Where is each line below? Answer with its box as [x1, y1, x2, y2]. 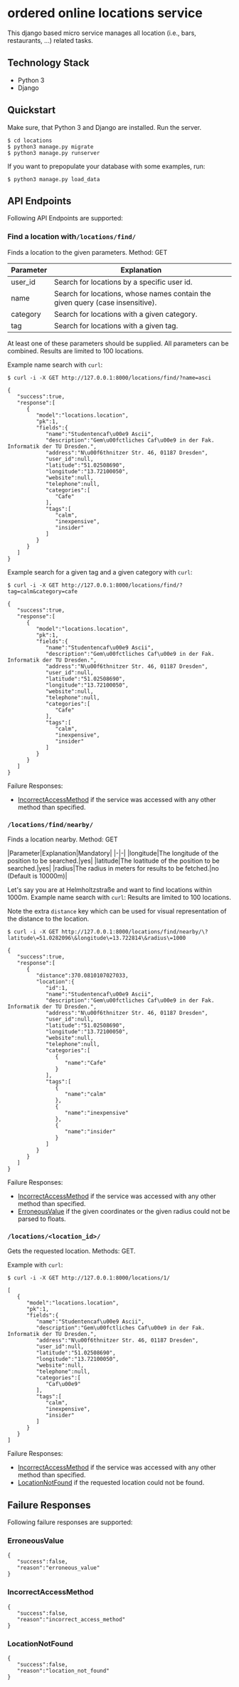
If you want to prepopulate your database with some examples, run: [7, 162, 206, 171]
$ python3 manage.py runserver [7, 149, 100, 156]
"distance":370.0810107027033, [36, 972, 129, 979]
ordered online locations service [7, 5, 203, 21]
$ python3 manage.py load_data [7, 176, 100, 183]
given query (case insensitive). [53, 298, 157, 308]
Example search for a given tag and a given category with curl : [7, 567, 193, 576]
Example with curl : [7, 1261, 63, 1270]
